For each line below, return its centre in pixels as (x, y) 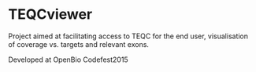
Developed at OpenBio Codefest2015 (68, 59)
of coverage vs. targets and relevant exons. (79, 44)
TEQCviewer (50, 14)
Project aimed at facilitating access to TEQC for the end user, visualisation (128, 36)
